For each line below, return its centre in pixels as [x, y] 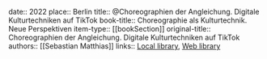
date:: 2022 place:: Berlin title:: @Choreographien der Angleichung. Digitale [134, 12]
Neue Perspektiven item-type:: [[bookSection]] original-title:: [110, 29]
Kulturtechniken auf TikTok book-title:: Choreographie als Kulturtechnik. [128, 20]
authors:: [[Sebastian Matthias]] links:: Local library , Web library [114, 46]
